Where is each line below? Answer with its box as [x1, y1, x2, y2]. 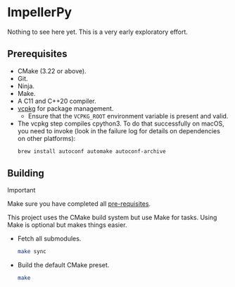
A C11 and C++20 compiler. [17, 97, 96, 105]
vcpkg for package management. [17, 104, 114, 113]
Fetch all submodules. [17, 234, 82, 243]
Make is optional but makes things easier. [7, 221, 127, 229]
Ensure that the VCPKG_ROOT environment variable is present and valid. [27, 111, 229, 120]
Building [7, 167, 44, 180]
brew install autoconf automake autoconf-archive [17, 147, 167, 155]
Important [7, 186, 36, 195]
